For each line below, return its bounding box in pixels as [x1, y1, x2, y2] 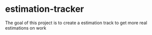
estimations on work [5, 25, 46, 31]
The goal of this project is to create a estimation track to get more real [5, 20, 147, 26]
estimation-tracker [5, 3, 84, 15]
